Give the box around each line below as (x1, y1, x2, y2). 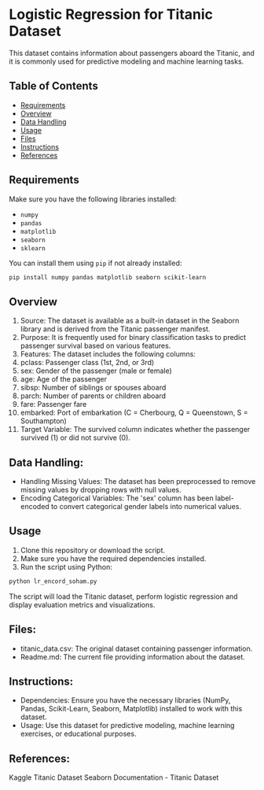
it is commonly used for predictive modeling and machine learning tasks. (9, 57, 244, 66)
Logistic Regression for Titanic (9, 6, 214, 24)
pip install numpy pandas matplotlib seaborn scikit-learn (9, 273, 207, 281)
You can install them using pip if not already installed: (9, 258, 182, 268)
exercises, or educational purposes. (20, 729, 137, 739)
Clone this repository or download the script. (20, 545, 166, 555)
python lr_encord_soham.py (9, 577, 97, 585)
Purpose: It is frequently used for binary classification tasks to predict (20, 333, 247, 342)
